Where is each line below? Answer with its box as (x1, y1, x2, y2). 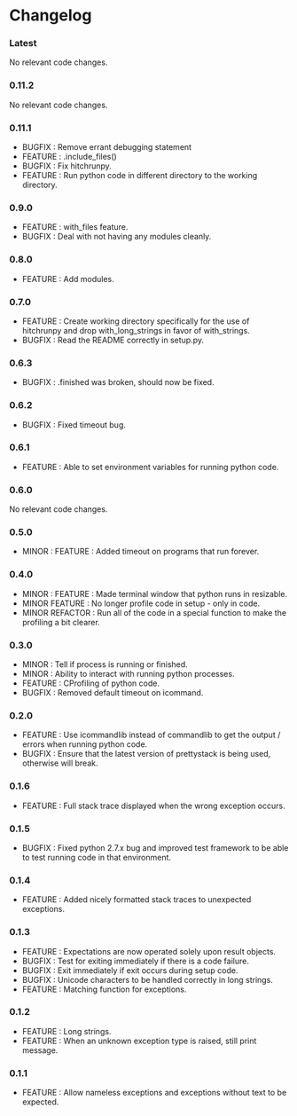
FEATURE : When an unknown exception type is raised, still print (21, 1035, 257, 1046)
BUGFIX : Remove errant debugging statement (21, 142, 192, 153)
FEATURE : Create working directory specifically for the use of (21, 316, 250, 326)
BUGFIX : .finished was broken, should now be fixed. (21, 377, 215, 388)
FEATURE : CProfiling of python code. (21, 678, 160, 688)
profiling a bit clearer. (21, 617, 100, 627)
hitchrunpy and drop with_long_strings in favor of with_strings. (21, 325, 250, 335)
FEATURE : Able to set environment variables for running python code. (21, 461, 279, 472)
